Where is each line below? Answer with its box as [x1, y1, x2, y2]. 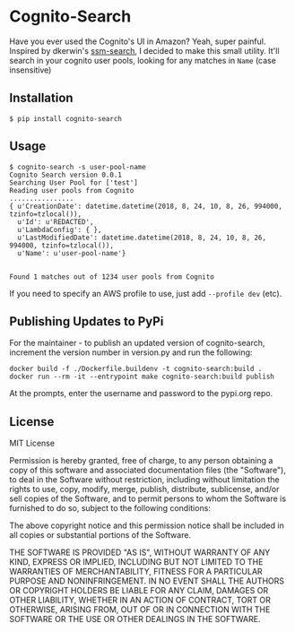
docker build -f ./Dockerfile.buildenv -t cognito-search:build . [9, 365, 263, 374]
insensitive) [9, 65, 52, 75]
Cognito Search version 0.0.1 [9, 170, 123, 179]
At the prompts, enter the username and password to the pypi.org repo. [9, 388, 273, 399]
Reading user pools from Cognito [9, 186, 134, 195]
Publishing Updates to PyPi [9, 314, 164, 329]
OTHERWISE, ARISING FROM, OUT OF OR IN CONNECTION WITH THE [9, 604, 271, 615]
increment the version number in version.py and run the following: [9, 347, 253, 358]
